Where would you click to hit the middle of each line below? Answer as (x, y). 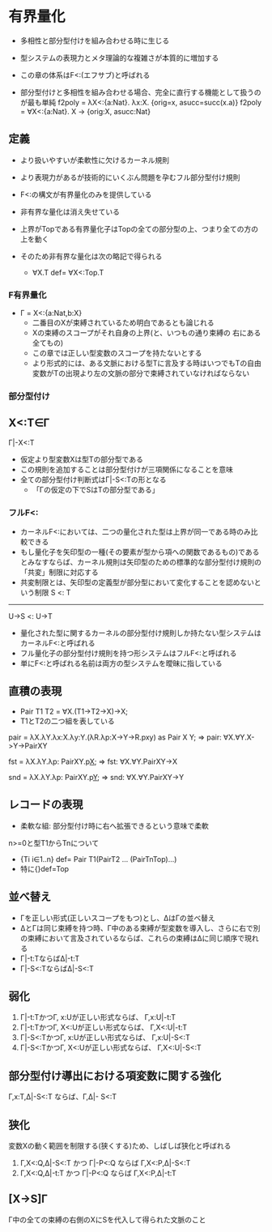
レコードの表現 (46, 805)
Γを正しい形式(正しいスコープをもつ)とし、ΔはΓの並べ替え (118, 918)
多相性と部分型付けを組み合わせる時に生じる (95, 40)
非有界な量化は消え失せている (70, 211)
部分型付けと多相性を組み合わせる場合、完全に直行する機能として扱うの (140, 92)
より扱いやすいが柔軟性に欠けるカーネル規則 (95, 160)
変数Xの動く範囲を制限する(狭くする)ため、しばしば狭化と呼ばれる (120, 1145)
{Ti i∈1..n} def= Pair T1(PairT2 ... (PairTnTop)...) (98, 859)
